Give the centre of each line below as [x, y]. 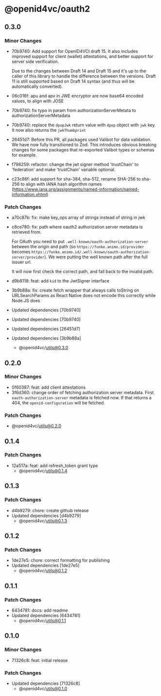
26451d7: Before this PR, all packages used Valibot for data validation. [81, 139]
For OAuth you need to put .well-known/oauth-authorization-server [80, 242]
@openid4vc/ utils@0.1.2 [43, 571]
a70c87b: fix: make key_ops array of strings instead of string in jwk [78, 217]
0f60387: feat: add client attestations [48, 387]
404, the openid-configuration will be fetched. [58, 403]
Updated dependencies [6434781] [46, 615]
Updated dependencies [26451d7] [46, 329]
